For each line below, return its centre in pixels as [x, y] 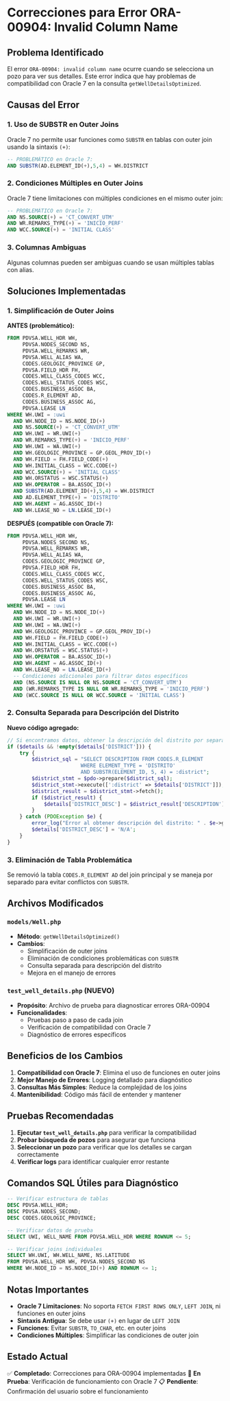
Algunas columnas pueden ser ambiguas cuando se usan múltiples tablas [111, 263]
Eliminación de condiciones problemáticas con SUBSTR [103, 958]
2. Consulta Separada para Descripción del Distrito [93, 713]
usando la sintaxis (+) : [39, 147]
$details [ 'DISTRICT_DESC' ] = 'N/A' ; [84, 830]
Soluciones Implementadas [67, 291]
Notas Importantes [48, 1290]
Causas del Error [43, 105]
